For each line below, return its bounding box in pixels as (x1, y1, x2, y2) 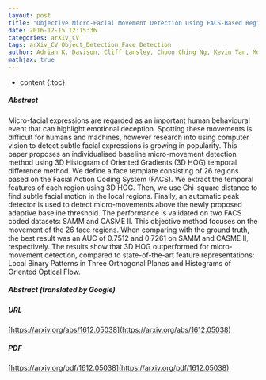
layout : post (8, 11, 51, 20)
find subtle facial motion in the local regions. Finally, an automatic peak (8, 191, 240, 200)
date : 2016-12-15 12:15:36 (8, 26, 97, 34)
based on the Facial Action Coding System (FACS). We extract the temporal (8, 174, 254, 184)
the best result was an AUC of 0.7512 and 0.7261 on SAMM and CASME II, (8, 233, 249, 242)
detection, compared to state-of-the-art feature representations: (44, 250, 255, 260)
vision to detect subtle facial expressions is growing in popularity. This (8, 140, 237, 150)
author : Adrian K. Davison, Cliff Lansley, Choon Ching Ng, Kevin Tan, (8, 48, 249, 56)
